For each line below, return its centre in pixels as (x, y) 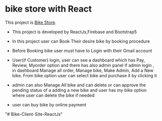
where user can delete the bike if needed (53, 95)
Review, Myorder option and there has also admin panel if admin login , (83, 65)
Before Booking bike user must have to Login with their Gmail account (82, 51)
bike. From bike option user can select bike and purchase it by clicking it (84, 75)
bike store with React (48, 9)
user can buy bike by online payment (49, 104)
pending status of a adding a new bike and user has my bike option (79, 90)
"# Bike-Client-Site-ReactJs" (34, 114)
